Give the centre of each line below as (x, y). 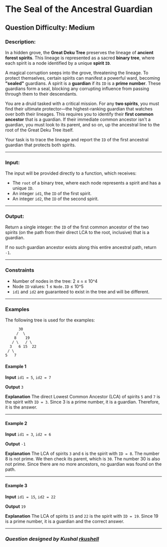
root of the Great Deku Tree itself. (39, 130)
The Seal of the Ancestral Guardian (79, 9)
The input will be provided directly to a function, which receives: (71, 173)
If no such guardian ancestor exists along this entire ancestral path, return (81, 247)
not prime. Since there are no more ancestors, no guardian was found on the (83, 464)
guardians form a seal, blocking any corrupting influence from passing (77, 89)
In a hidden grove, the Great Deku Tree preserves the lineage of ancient (79, 52)
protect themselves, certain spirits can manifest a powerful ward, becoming (83, 78)
